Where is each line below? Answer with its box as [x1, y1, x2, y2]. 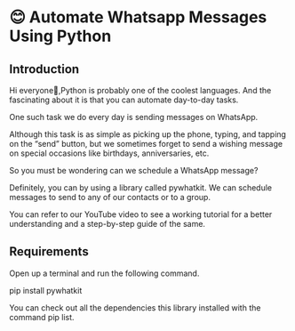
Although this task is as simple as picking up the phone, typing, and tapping [9, 129, 287, 140]
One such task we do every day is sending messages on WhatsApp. [9, 112, 259, 122]
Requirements [9, 244, 89, 260]
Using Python [9, 26, 112, 46]
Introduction [9, 61, 80, 77]
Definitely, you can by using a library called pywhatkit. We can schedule [9, 182, 273, 193]
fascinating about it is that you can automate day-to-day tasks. [9, 94, 239, 105]
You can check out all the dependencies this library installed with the [9, 302, 261, 313]
